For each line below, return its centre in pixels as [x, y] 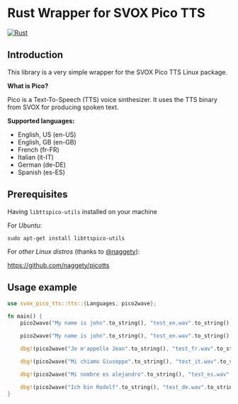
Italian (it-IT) [36, 157]
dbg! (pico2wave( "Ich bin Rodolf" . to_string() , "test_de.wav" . [114, 388]
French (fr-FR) [39, 150]
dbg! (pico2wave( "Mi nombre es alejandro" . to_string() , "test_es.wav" [125, 374]
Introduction [35, 55]
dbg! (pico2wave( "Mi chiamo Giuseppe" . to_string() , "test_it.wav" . [120, 361]
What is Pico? [28, 86]
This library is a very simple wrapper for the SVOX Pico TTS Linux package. [118, 72]
